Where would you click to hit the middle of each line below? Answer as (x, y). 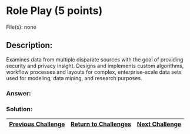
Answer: (19, 93)
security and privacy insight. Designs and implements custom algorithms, (95, 66)
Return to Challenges (101, 124)
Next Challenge (159, 124)
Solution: (19, 109)
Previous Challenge (37, 124)
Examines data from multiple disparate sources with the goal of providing (95, 59)
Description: (29, 45)
